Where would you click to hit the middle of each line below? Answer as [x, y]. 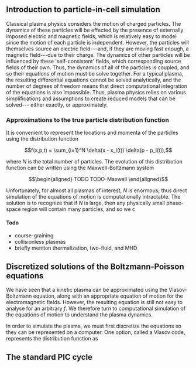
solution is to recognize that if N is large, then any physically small [86, 203]
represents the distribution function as [52, 339]
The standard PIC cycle [49, 357]
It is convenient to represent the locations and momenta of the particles [92, 133]
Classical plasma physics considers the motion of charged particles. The [94, 23]
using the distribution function [42, 139]
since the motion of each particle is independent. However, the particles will [97, 42]
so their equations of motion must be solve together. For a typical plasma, [95, 73]
